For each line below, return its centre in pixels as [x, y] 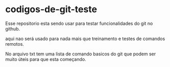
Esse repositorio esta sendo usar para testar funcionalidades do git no [79, 23]
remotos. [15, 44]
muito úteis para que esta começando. [46, 59]
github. [13, 28]
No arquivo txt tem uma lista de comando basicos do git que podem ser [81, 54]
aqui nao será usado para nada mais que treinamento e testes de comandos [85, 39]
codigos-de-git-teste [51, 9]
